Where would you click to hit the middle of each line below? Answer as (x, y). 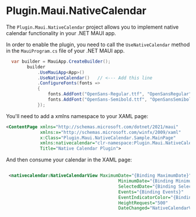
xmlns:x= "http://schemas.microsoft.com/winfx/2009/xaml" (111, 132)
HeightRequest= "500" (143, 203)
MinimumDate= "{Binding (146, 181)
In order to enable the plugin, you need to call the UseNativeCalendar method (98, 44)
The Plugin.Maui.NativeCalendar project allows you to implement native (92, 27)
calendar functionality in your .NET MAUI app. (61, 33)
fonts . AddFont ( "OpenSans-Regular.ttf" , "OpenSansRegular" (120, 94)
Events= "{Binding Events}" (151, 192)
